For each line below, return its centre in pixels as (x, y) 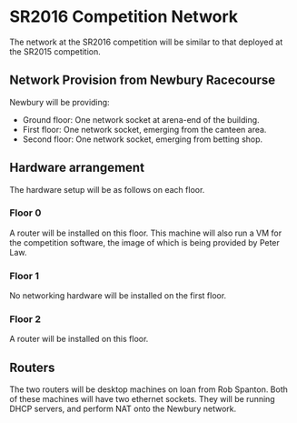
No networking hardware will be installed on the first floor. (118, 296)
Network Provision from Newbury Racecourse (143, 81)
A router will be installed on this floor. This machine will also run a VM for (146, 233)
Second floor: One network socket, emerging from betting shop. (143, 139)
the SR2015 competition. (55, 51)
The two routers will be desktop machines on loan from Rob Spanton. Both (149, 389)
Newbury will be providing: (60, 102)
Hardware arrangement (77, 168)
